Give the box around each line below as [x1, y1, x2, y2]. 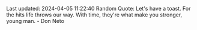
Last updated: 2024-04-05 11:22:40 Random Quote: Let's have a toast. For [6, 5, 191, 12]
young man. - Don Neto [6, 18, 65, 24]
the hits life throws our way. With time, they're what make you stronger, [6, 11, 183, 18]
